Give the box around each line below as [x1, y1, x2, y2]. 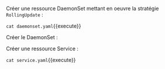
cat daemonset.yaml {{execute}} [6, 23, 81, 29]
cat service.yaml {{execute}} [6, 57, 76, 63]
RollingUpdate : [6, 11, 44, 18]
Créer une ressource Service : [6, 45, 79, 52]
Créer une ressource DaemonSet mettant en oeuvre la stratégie [6, 5, 159, 12]
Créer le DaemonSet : [6, 34, 59, 40]
